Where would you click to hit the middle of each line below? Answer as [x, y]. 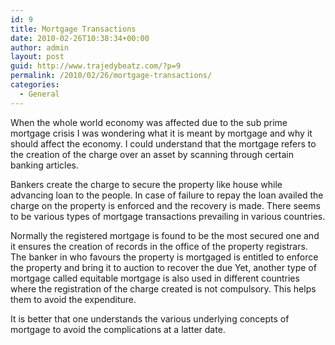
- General [39, 94]
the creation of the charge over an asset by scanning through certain [152, 154]
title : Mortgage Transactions [73, 29]
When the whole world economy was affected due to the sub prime [149, 122]
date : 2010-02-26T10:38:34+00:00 [80, 38]
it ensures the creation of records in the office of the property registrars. [159, 246]
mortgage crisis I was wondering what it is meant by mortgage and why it [161, 133]
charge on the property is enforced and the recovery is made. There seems [165, 205]
